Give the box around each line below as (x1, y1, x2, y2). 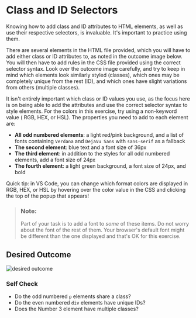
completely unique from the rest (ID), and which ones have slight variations (6, 77, 187, 85)
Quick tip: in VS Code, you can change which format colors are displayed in (6, 179, 188, 187)
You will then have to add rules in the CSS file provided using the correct (6, 59, 181, 66)
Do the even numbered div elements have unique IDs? (14, 299, 146, 306)
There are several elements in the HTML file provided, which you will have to (6, 46, 191, 53)
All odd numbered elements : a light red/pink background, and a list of (14, 131, 184, 138)
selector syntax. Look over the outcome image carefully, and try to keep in (6, 65, 185, 72)
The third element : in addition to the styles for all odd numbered (14, 150, 170, 157)
